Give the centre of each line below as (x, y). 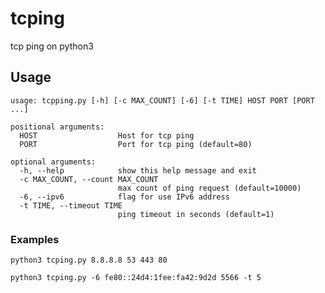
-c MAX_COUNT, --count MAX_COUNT (89, 179)
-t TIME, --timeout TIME (71, 205)
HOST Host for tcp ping (107, 135)
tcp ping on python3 (52, 46)
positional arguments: (57, 127)
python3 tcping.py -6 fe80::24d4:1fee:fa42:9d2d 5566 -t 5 (136, 278)
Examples (35, 239)
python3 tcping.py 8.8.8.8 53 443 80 (89, 260)
